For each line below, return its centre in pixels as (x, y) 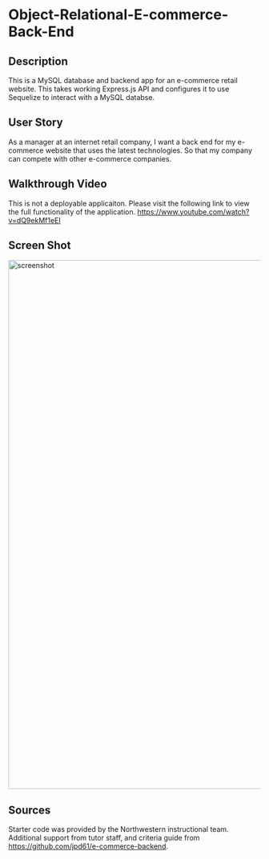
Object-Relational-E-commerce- (118, 15)
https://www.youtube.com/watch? (193, 212)
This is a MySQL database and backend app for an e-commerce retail (123, 80)
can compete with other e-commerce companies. (90, 158)
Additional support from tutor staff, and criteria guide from (104, 838)
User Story (36, 123)
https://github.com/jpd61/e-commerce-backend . (88, 846)
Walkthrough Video (58, 184)
